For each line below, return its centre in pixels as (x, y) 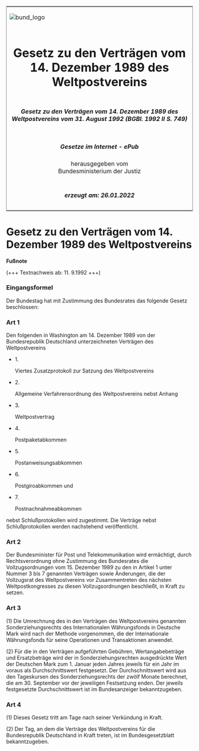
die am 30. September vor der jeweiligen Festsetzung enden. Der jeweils (95, 683)
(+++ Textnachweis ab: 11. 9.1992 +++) (53, 272)
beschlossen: (23, 307)
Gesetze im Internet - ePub (99, 147)
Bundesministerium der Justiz (99, 171)
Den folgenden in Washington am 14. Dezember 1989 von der (81, 335)
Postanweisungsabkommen (49, 463)
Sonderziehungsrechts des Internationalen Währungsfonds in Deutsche (93, 627)
